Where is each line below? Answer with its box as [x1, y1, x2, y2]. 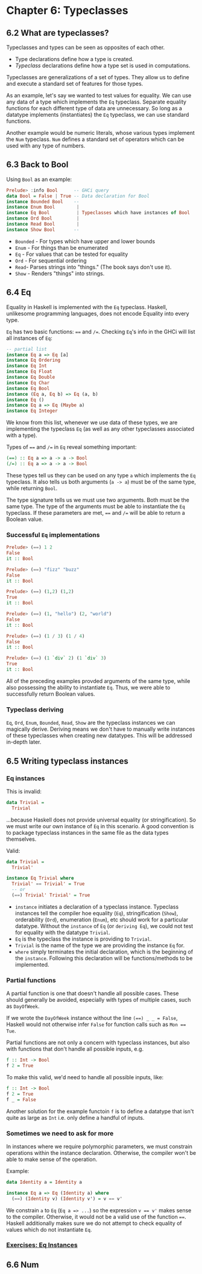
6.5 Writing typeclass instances [6, 756, 128, 766]
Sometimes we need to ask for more [6, 1129, 114, 1137]
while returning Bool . [6, 485, 58, 492]
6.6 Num [6, 1259, 39, 1270]
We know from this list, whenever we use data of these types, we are [6, 419, 178, 426]
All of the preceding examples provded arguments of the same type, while [6, 677, 191, 684]
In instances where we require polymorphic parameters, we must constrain [6, 1143, 193, 1150]
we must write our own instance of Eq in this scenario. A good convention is [6, 822, 194, 829]
